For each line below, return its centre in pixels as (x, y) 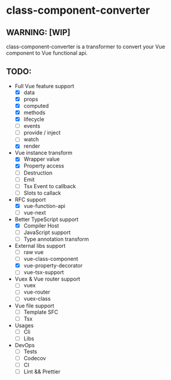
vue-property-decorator (53, 266)
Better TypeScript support (47, 219)
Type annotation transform (56, 239)
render (32, 146)
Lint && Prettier (42, 371)
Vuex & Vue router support (47, 279)
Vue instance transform (44, 153)
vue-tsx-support (44, 272)
